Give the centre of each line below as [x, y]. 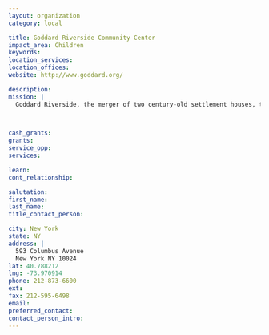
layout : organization [44, 16]
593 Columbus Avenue [50, 251]
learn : [19, 170]
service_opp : [30, 148]
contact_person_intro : [46, 318]
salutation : [28, 192]
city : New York [34, 229]
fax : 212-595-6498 [39, 296]
